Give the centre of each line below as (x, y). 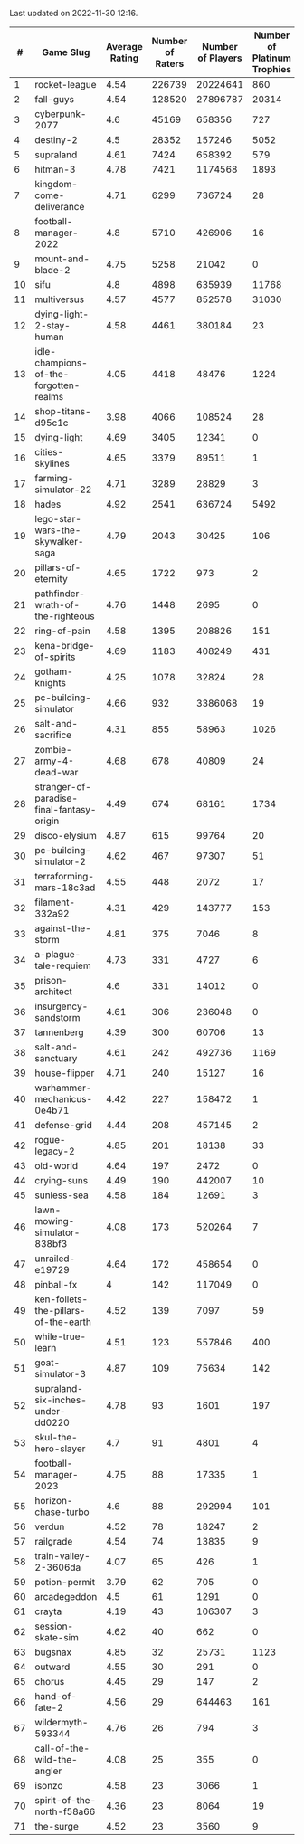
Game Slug (66, 52)
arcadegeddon (66, 1597)
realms (49, 397)
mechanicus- (64, 1099)
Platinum (272, 58)
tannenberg (59, 1032)
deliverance (60, 207)
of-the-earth (63, 1322)
